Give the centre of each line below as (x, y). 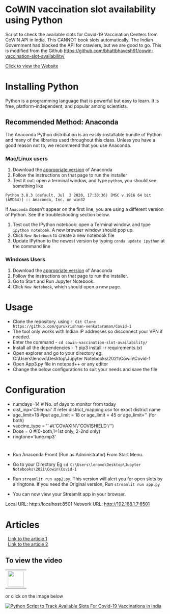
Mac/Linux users (27, 158)
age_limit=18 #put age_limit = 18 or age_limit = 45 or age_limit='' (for (84, 415)
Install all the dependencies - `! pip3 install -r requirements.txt (77, 348)
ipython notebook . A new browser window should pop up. (73, 230)
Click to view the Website (32, 66)
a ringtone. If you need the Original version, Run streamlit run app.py (86, 484)
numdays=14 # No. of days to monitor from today (64, 404)
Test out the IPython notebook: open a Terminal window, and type (82, 224)
